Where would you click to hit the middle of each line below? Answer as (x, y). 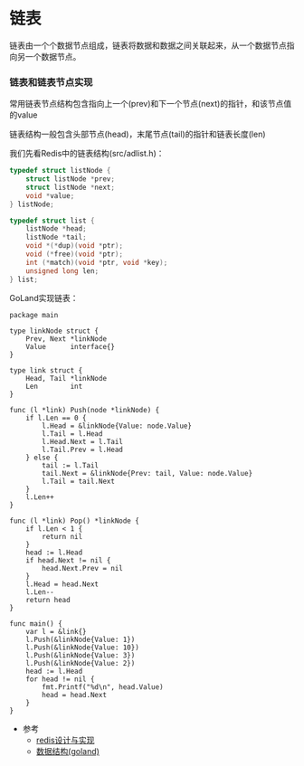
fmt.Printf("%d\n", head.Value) (103, 687)
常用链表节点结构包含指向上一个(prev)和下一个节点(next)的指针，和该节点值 (151, 104)
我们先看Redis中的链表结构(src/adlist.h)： (87, 154)
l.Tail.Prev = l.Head (83, 449)
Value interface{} (71, 346)
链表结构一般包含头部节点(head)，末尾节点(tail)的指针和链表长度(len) (138, 134)
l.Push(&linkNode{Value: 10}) (83, 648)
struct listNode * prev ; (71, 179)
